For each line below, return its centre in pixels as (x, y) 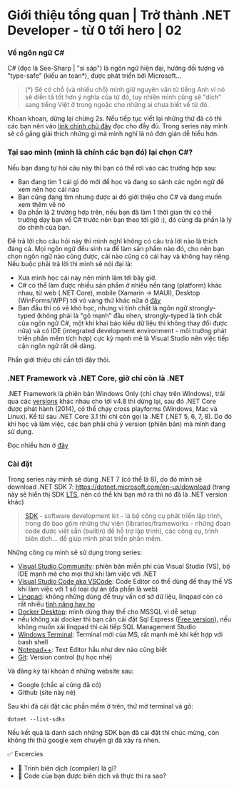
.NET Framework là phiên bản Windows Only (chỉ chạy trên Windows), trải (116, 394)
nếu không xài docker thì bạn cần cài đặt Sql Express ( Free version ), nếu (124, 619)
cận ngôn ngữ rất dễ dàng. (57, 345)
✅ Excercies (25, 754)
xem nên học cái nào (49, 189)
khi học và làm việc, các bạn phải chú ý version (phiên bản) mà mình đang (117, 424)
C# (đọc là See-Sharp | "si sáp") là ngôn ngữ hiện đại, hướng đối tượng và (116, 68)
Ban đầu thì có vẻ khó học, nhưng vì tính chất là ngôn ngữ (102, 308)
